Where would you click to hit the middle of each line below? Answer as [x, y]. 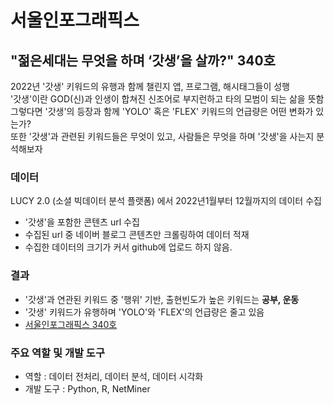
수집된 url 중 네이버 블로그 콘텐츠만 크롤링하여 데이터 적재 [137, 235]
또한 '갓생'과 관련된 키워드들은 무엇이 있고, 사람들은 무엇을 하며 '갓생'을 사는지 [162, 136]
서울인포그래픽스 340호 [71, 324]
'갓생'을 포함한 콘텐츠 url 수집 [82, 222]
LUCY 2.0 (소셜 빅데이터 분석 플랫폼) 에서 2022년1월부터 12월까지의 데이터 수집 [166, 201]
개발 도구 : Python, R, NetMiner [87, 388]
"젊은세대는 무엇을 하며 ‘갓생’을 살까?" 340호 [143, 60]
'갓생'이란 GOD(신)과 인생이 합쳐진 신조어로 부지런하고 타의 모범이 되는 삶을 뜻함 [167, 99]
